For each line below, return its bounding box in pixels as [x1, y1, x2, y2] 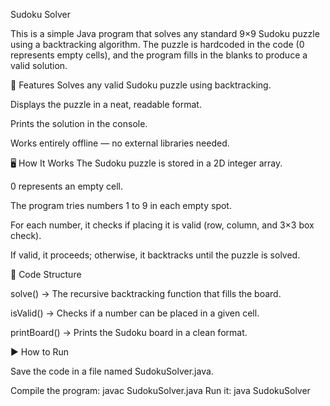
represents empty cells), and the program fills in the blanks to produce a [10, 49, 308, 61]
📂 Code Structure [10, 269, 82, 280]
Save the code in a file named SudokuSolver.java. [10, 365, 214, 377]
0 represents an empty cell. [10, 180, 124, 192]
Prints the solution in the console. [10, 118, 148, 129]
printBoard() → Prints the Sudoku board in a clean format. [10, 327, 248, 338]
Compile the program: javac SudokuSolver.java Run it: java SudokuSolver [10, 385, 311, 396]
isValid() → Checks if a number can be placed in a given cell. [10, 307, 260, 319]
